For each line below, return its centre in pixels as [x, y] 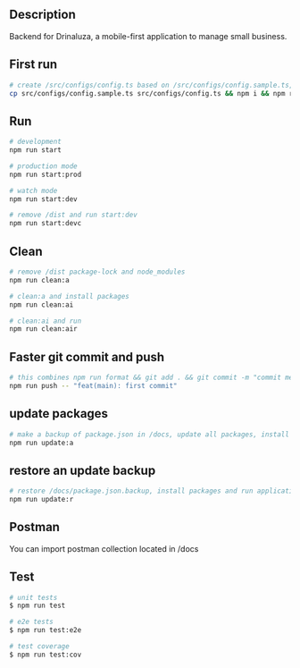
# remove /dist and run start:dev [74, 215]
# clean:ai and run [46, 321]
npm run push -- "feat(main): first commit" [93, 385]
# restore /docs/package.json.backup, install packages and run [131, 491]
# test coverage [39, 647]
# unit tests [33, 597]
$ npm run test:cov [46, 655]
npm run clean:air [43, 329]
